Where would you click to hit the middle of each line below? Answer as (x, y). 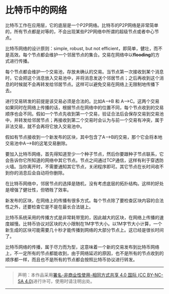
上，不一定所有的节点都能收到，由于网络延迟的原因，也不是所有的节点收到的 (84, 253)
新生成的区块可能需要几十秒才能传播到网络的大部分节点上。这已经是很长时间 (84, 230)
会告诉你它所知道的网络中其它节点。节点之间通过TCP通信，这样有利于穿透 (82, 160)
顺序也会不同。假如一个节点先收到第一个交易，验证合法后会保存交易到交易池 (84, 114)
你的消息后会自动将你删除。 (38, 173)
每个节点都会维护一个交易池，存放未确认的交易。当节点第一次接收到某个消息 (84, 71)
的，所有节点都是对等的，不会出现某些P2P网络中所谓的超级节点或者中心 (80, 31)
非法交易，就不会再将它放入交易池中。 (45, 126)
